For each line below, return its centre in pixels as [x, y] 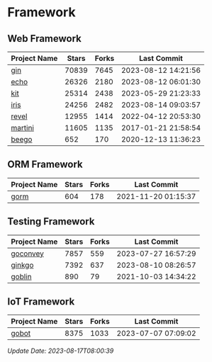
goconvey [28, 254]
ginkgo [22, 265]
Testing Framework [51, 221]
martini [22, 128]
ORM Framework [45, 165]
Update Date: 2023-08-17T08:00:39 [61, 351]
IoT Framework [41, 302]
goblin [21, 276]
